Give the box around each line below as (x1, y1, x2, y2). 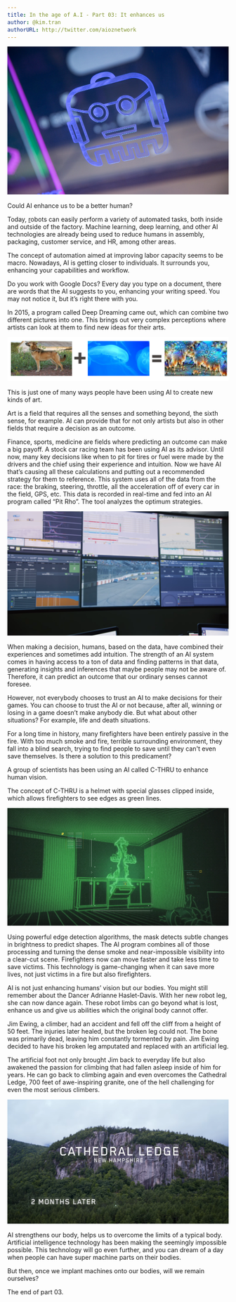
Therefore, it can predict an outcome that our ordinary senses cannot (7, 673, 208, 681)
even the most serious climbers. (7, 1085, 100, 1093)
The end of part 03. (7, 1287, 64, 1296)
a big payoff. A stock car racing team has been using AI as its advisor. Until (7, 445, 224, 453)
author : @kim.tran (7, 18, 61, 26)
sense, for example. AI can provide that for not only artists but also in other (7, 416, 224, 425)
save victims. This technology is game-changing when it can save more (7, 962, 215, 971)
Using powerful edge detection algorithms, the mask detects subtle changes (7, 933, 229, 941)
